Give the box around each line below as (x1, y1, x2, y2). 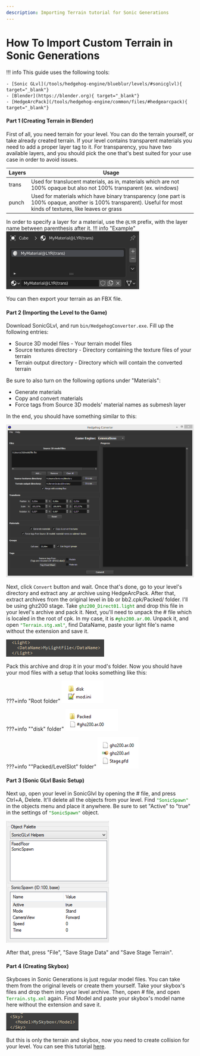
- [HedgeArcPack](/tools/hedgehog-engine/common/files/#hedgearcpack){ (6, 98, 187, 104)
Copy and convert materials (14, 395, 83, 402)
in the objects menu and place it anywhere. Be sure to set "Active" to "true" (6, 803, 190, 810)
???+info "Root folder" (6, 697, 61, 704)
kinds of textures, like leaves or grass (30, 205, 122, 212)
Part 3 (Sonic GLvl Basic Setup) (6, 777, 85, 784)
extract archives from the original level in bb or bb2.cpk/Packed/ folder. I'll (6, 596, 188, 603)
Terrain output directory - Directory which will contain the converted (14, 359, 183, 367)
